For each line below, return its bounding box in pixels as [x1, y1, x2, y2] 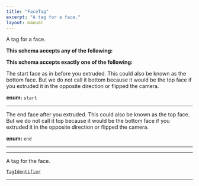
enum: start [6, 94, 37, 101]
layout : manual [6, 19, 44, 25]
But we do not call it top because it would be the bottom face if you [6, 118, 170, 125]
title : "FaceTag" [6, 8, 49, 15]
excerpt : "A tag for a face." [6, 14, 81, 20]
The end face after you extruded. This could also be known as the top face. [6, 111, 190, 118]
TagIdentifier [6, 169, 41, 175]
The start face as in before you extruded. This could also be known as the [6, 70, 187, 77]
